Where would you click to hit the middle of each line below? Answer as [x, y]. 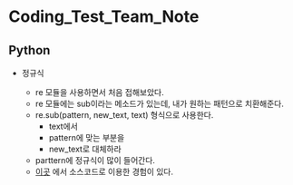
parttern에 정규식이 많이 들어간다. [95, 160]
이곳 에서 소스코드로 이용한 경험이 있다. [104, 171]
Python [29, 50]
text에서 [63, 126]
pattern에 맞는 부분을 [87, 137]
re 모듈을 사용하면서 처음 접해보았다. [99, 92]
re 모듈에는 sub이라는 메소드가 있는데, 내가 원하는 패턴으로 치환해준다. [160, 103]
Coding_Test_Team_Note [104, 17]
